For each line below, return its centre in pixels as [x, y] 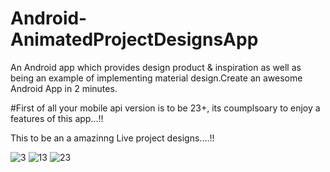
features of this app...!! [57, 118]
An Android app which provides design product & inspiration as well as [156, 67]
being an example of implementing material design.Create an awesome [156, 78]
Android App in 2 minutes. [64, 88]
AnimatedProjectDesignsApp [134, 39]
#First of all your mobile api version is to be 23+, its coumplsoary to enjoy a [165, 108]
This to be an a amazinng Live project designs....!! [112, 138]
